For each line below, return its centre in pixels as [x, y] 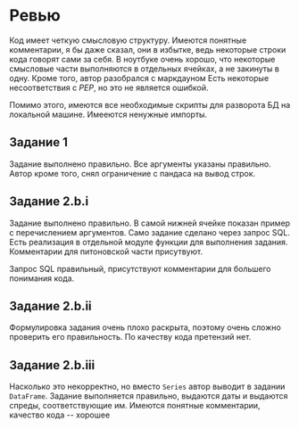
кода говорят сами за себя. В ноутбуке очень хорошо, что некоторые [142, 59]
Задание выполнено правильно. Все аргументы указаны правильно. [140, 164]
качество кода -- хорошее [60, 415]
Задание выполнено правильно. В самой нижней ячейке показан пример [150, 223]
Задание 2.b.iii [52, 365]
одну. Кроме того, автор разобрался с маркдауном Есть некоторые [139, 78]
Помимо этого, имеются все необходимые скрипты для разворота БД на [150, 104]
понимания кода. [42, 278]
